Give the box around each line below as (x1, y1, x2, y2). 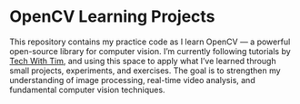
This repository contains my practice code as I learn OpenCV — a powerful (9, 36, 291, 47)
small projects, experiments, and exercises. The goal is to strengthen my (9, 65, 281, 76)
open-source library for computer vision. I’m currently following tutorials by (9, 45, 291, 56)
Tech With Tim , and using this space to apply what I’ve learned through (9, 55, 276, 66)
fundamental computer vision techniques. (9, 84, 165, 95)
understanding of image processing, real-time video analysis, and (9, 74, 256, 85)
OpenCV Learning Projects (9, 6, 215, 27)
